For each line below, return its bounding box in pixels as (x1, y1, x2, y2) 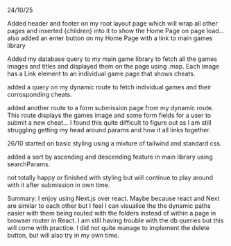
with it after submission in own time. (7, 181, 110, 189)
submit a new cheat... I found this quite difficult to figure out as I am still (7, 118, 212, 127)
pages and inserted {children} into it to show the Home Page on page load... (7, 27, 225, 35)
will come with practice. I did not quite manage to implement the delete (7, 224, 210, 231)
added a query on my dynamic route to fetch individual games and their (7, 83, 212, 91)
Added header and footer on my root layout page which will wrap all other (7, 19, 219, 27)
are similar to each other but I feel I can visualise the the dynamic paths (7, 202, 212, 210)
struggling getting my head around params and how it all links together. (7, 126, 211, 134)
